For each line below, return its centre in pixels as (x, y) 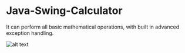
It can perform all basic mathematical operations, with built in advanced (93, 27)
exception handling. (30, 33)
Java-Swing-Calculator (64, 11)
